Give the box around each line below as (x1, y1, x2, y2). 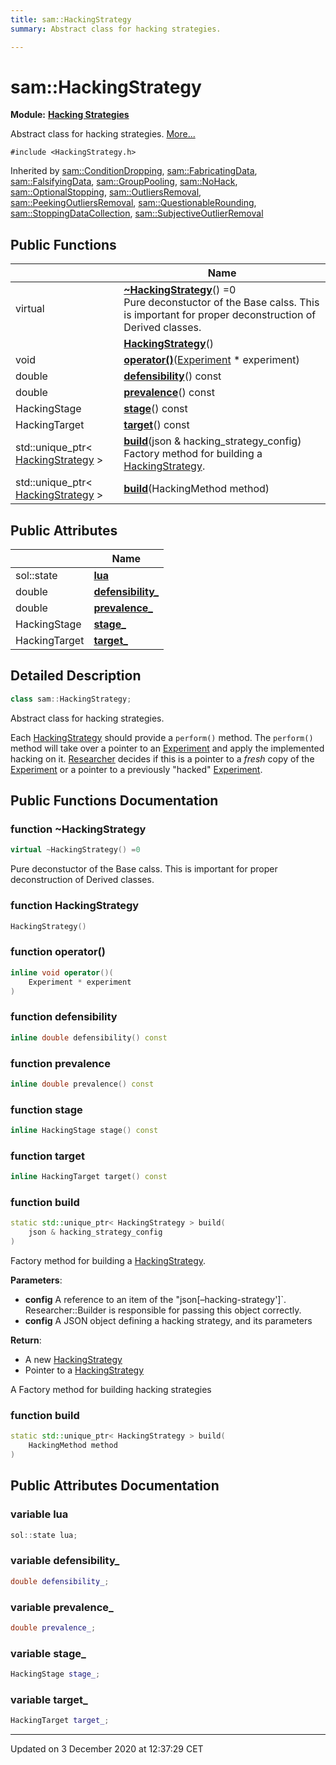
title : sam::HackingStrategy (10, 14, 132, 25)
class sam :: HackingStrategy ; (10, 694, 132, 704)
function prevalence (10, 1056, 111, 1070)
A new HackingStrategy (24, 1354, 123, 1366)
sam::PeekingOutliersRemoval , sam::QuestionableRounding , (10, 197, 257, 209)
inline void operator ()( (10, 967, 114, 978)
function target (10, 1149, 85, 1163)
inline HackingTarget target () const (10, 1172, 168, 1182)
